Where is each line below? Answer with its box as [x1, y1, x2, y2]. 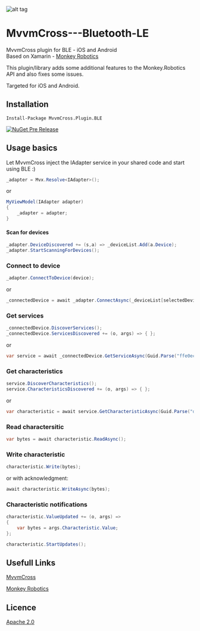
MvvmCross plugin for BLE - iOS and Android [6, 46, 117, 53]
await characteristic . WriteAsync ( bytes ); [6, 487, 111, 493]
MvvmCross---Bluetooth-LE [6, 27, 149, 40]
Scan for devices [6, 229, 49, 236]
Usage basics [6, 143, 58, 153]
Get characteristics [6, 367, 63, 375]
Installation [6, 99, 49, 110]
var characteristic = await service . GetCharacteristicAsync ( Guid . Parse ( [6, 408, 190, 414]
